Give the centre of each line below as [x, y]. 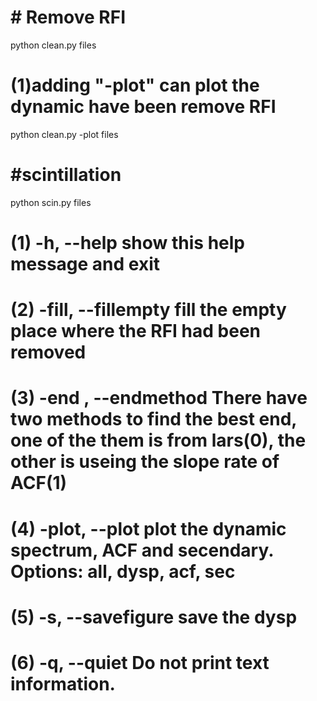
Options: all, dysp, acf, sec [123, 571]
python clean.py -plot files [64, 134]
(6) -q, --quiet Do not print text [140, 662]
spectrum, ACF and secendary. [142, 550]
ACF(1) [39, 483]
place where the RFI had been [136, 331]
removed [48, 352]
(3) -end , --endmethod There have [159, 398]
